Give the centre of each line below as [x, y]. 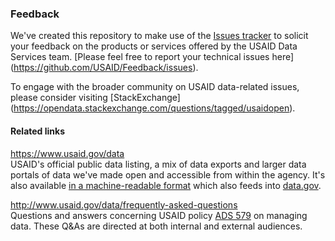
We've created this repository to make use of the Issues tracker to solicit [159, 36]
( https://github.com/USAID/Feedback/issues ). [104, 68]
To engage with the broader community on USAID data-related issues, [155, 87]
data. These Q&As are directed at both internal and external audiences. [156, 226]
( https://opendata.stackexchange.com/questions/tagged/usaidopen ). [153, 108]
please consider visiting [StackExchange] [95, 98]
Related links [38, 131]
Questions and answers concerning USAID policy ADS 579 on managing [159, 215]
